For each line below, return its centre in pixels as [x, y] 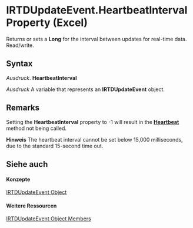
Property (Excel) [47, 23]
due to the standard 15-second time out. [55, 146]
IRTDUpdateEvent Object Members [49, 219]
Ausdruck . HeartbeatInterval [42, 78]
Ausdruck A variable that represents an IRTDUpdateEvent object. [85, 89]
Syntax [19, 64]
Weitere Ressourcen [31, 206]
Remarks [23, 108]
